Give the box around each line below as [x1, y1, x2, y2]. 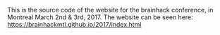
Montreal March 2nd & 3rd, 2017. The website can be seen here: [7, 13, 194, 21]
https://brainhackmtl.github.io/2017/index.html [7, 21, 142, 28]
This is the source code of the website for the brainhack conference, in [7, 6, 214, 14]
